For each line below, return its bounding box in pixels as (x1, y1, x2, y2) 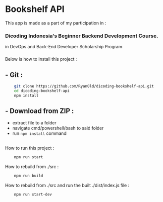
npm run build (14, 173, 43, 178)
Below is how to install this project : (5, 56, 77, 62)
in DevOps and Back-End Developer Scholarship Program (5, 44, 122, 50)
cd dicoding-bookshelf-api (14, 88, 70, 93)
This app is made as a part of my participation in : (5, 20, 107, 26)
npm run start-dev (14, 192, 52, 197)
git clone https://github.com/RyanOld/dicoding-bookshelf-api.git (14, 84, 154, 89)
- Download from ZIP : (5, 106, 74, 115)
